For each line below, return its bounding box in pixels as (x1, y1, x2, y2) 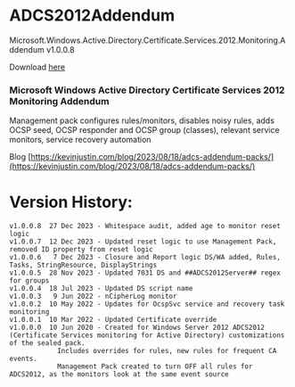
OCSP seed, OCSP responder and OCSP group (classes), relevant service (9, 125, 280, 136)
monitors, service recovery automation (9, 135, 152, 145)
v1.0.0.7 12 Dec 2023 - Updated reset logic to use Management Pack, (9, 237, 277, 246)
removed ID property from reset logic (9, 245, 153, 254)
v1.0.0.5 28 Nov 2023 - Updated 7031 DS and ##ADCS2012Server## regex (9, 268, 281, 277)
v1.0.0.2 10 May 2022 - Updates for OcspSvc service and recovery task (9, 300, 285, 309)
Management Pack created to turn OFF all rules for (56, 362, 253, 371)
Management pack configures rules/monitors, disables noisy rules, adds (9, 115, 275, 126)
